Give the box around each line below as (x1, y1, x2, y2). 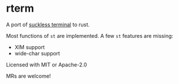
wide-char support (14, 50, 60, 57)
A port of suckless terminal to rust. (6, 21, 90, 28)
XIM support (14, 43, 45, 51)
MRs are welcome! (6, 72, 51, 79)
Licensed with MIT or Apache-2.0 (6, 61, 87, 68)
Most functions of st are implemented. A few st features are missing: (6, 32, 174, 39)
